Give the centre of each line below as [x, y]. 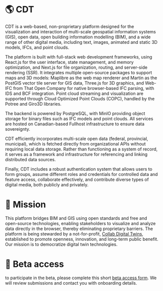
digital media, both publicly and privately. [47, 184]
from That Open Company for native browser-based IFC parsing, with [83, 88]
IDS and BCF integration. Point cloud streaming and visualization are [74, 93]
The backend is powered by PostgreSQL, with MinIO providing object [75, 113]
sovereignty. [18, 129]
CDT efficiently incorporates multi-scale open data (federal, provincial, [77, 139]
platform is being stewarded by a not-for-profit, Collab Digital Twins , [74, 233]
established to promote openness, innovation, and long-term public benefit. [82, 239]
